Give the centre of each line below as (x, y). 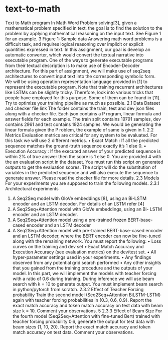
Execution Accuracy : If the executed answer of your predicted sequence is (83, 151)
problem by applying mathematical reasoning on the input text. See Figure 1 (83, 33)
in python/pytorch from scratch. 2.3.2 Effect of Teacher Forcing (78, 289)
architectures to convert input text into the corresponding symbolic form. (80, 76)
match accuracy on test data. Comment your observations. (73, 332)
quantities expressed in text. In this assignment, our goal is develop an (78, 49)
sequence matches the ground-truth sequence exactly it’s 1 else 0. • (76, 146)
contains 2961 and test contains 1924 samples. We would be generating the (83, 124)
